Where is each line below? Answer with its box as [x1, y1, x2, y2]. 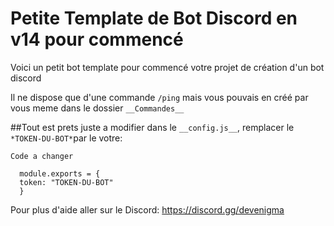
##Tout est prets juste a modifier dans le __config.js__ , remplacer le [10, 121, 295, 133]
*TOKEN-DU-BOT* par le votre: [10, 132, 123, 144]
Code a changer [10, 151, 74, 161]
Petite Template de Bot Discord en [10, 7, 298, 30]
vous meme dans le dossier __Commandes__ [10, 102, 185, 114]
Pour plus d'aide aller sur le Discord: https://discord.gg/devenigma [10, 203, 285, 216]
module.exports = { [19, 168, 101, 179]
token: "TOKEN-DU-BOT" [19, 177, 114, 187]
